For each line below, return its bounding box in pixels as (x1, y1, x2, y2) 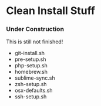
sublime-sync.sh (14, 74, 55, 81)
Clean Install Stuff (6, 4, 96, 18)
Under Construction (6, 25, 65, 33)
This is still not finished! (6, 38, 63, 45)
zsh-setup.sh (14, 81, 47, 88)
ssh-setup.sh (14, 93, 47, 100)
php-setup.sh (14, 62, 48, 69)
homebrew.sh (14, 69, 48, 76)
